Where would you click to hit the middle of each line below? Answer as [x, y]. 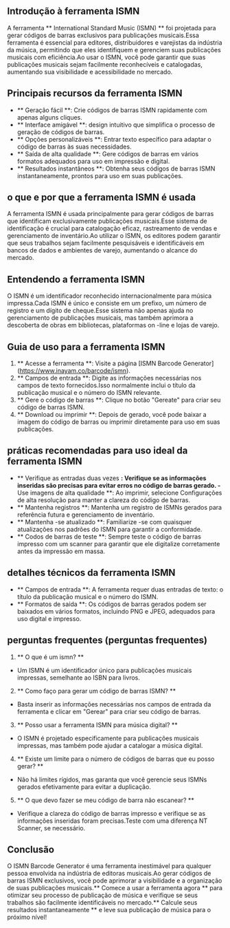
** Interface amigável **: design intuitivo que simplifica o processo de [116, 125]
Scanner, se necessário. [51, 828]
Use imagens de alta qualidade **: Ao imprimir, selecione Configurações [119, 493]
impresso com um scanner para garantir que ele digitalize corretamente [118, 543]
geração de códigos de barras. [61, 132]
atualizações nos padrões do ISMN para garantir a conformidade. [110, 529]
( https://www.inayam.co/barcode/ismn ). [73, 371]
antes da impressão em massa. [61, 551]
